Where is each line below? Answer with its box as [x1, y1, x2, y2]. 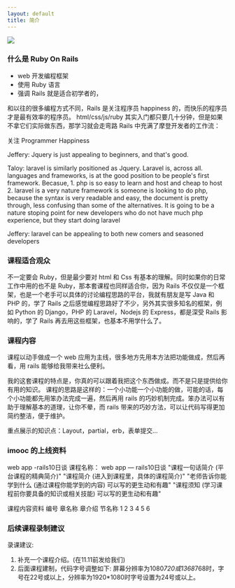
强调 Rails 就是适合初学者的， [17, 89, 103, 97]
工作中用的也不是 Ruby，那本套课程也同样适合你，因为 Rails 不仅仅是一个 [7, 281, 219, 290]
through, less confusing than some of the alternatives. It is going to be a [7, 201, 215, 209]
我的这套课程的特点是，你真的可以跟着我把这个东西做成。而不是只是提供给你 [7, 377, 228, 385]
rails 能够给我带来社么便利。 [27, 362, 109, 370]
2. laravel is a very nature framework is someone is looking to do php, [7, 186, 208, 195]
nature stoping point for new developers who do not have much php [7, 208, 204, 217]
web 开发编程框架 [17, 71, 69, 80]
